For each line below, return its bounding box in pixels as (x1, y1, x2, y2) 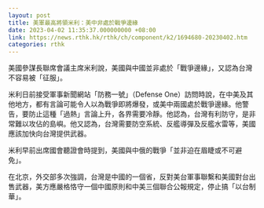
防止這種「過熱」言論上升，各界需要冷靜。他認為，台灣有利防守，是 (28, 109, 249, 119)
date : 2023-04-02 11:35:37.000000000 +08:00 (8, 26, 156, 34)
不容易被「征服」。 (8, 73, 67, 82)
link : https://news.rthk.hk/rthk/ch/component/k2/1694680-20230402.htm (8, 33, 247, 42)
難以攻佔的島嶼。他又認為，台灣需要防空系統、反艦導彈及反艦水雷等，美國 (14, 119, 256, 129)
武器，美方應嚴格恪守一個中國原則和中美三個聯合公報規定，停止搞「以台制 (14, 182, 256, 192)
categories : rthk (8, 41, 65, 49)
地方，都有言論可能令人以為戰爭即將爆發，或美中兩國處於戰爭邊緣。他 (14, 100, 242, 109)
